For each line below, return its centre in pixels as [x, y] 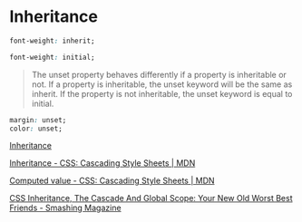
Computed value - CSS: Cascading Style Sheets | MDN [112, 181]
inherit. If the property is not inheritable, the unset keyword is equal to [162, 93]
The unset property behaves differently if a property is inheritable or [159, 74]
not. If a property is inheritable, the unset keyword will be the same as [162, 84]
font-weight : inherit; [52, 41]
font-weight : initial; [52, 57]
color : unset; [36, 129]
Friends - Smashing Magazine [65, 208]
